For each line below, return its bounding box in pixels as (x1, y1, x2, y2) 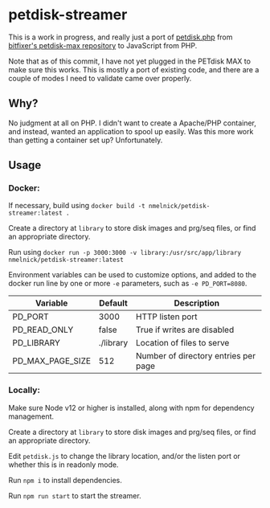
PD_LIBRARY (12, 338, 60, 349)
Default (99, 297, 129, 309)
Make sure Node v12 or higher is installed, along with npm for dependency (8, 403, 255, 412)
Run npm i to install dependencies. (8, 475, 123, 485)
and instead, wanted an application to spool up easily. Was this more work (8, 126, 254, 136)
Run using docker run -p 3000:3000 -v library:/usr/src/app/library (8, 248, 242, 257)
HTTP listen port (135, 311, 198, 322)
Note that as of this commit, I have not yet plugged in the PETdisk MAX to (8, 56, 252, 66)
